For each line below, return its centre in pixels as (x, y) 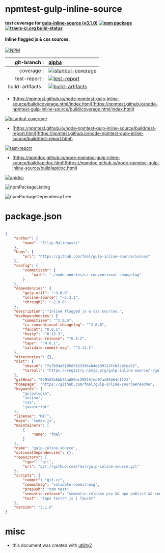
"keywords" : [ (28, 389)
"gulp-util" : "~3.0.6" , (47, 293)
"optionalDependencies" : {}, (44, 452)
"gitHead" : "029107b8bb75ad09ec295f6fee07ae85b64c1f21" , (73, 380)
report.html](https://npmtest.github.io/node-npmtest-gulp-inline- (78, 133)
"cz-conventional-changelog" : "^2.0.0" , (65, 325)
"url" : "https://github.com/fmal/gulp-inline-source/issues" (87, 257)
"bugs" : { (24, 252)
